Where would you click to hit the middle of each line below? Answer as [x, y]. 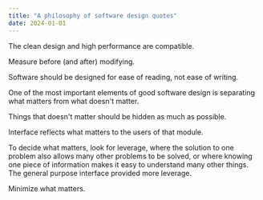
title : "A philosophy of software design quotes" [93, 16]
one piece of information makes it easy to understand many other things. [128, 164]
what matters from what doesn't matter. [74, 101]
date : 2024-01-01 [37, 23]
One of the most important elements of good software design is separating [131, 92]
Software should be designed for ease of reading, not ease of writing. [123, 77]
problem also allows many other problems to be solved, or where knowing [130, 156]
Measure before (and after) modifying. [71, 62]
